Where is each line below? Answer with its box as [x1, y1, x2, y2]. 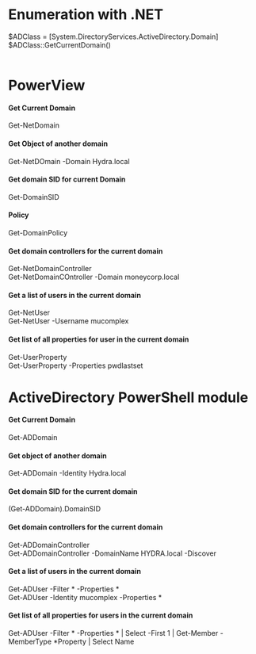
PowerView [8, 77, 86, 94]
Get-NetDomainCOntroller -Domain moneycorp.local [8, 272, 180, 282]
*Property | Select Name [52, 637, 135, 646]
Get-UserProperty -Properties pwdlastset [8, 361, 143, 370]
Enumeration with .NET [8, 6, 164, 24]
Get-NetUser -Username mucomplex [8, 316, 129, 326]
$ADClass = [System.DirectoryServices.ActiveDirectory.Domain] [8, 32, 219, 41]
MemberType [8, 637, 52, 646]
